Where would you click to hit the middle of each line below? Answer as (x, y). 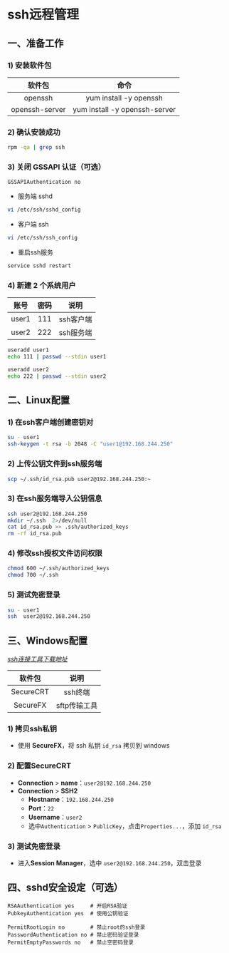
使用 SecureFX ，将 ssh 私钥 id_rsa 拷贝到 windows (94, 746)
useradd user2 (28, 370)
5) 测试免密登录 (34, 594)
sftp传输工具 (77, 706)
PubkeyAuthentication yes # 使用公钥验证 (68, 913)
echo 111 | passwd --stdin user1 (57, 357)
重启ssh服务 (35, 252)
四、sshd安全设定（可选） (65, 888)
